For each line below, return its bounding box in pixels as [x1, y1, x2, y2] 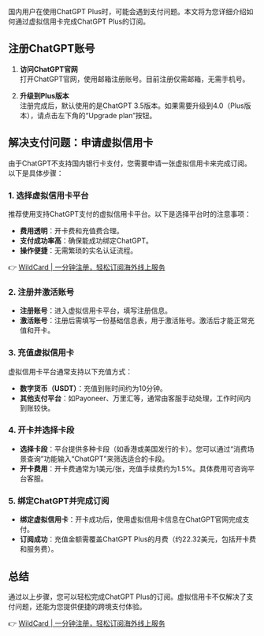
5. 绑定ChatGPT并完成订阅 [8, 495, 110, 506]
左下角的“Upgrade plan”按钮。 [58, 110, 157, 120]
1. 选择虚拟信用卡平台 [8, 190, 89, 201]
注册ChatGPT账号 [8, 42, 95, 55]
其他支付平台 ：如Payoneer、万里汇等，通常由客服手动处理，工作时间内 [19, 393, 251, 403]
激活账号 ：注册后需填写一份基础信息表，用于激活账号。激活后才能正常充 [19, 316, 255, 325]
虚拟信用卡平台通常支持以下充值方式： [8, 366, 132, 376]
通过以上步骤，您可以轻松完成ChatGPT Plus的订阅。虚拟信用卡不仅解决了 [8, 592, 247, 601]
